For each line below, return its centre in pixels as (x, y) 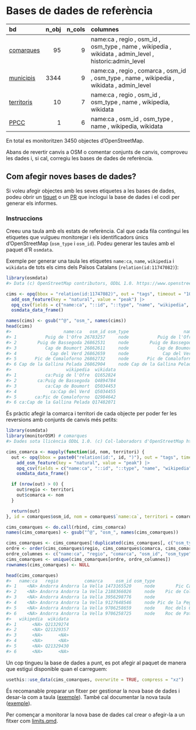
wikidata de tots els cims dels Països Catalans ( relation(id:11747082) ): (92, 267)
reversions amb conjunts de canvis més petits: (62, 420)
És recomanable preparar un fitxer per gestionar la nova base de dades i (93, 691)
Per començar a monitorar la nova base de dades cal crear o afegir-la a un (95, 714)
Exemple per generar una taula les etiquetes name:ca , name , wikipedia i (90, 261)
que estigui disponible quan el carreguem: (57, 669)
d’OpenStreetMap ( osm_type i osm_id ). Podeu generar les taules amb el (90, 243)
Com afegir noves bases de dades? (71, 177)
